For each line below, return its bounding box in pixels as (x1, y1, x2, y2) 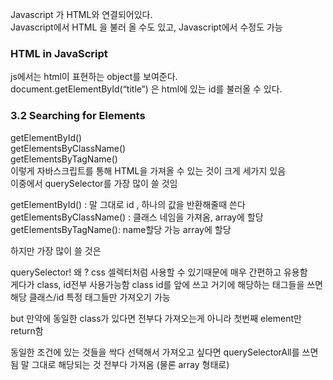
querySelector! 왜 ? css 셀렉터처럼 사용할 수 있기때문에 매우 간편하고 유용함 (10, 266, 308, 278)
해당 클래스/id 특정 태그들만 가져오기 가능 (10, 291, 171, 303)
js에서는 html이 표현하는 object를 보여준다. (10, 71, 178, 83)
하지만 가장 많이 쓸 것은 (10, 244, 102, 257)
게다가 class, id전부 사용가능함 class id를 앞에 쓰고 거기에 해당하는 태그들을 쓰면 (10, 278, 323, 290)
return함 (10, 324, 44, 337)
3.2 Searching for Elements (10, 109, 146, 123)
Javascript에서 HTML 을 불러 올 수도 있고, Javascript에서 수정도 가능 (10, 21, 283, 33)
